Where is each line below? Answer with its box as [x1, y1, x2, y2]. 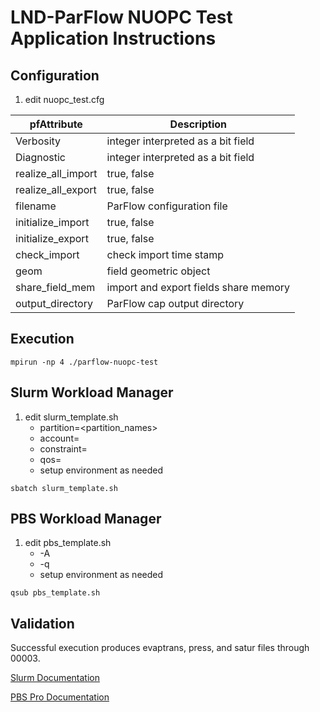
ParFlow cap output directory [106, 297, 245, 310]
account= [39, 432, 80, 444]
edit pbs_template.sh [24, 537, 112, 549]
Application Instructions [10, 27, 217, 50]
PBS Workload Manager [10, 511, 162, 528]
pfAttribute [29, 117, 83, 131]
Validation [10, 615, 75, 632]
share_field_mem [15, 281, 96, 294]
